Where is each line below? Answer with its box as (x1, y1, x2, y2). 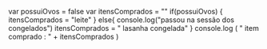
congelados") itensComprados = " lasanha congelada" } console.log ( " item (8, 24, 260, 32)
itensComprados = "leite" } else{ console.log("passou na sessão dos (8, 15, 234, 24)
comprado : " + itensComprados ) (8, 32, 119, 41)
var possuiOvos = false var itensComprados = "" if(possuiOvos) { (8, 7, 223, 16)
